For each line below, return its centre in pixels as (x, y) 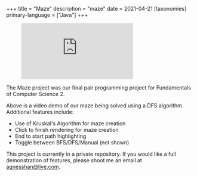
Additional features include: (40, 112)
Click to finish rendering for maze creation (67, 130)
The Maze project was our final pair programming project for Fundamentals (98, 88)
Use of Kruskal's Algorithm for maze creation (70, 123)
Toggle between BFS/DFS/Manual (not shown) (72, 142)
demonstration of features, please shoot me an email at (74, 160)
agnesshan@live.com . (33, 167)
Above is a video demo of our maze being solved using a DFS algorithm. (95, 106)
